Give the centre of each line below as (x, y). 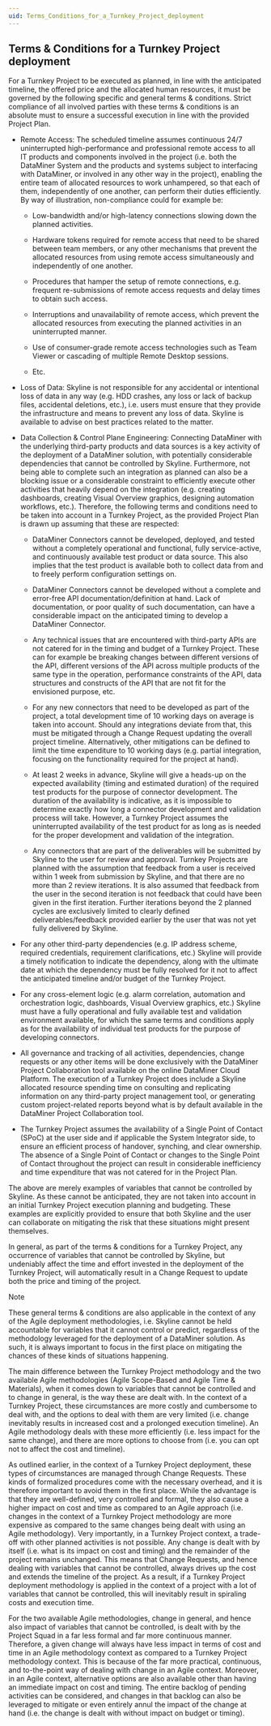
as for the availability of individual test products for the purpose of (130, 1029)
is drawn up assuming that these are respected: (100, 524)
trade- (250, 1534)
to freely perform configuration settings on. (104, 574)
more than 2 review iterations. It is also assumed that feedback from (146, 886)
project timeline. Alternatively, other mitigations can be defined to (141, 742)
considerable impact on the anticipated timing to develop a (130, 616)
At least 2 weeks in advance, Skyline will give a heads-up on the (139, 775)
